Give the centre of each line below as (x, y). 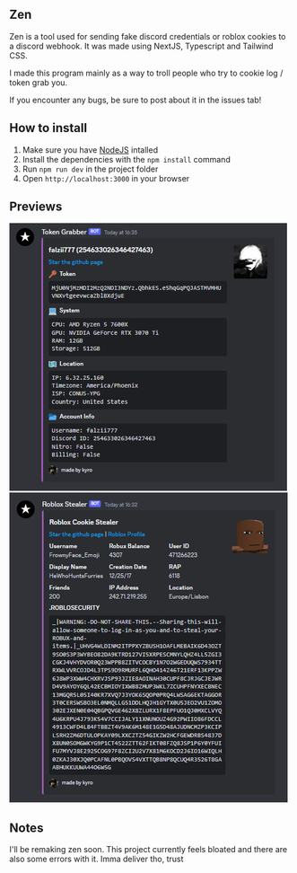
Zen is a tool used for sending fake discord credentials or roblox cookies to (148, 36)
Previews (36, 207)
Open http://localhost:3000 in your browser (106, 178)
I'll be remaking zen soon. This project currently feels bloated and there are (148, 850)
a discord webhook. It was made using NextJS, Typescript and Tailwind (141, 46)
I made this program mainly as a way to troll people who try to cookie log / (146, 73)
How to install (48, 128)
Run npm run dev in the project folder (90, 169)
